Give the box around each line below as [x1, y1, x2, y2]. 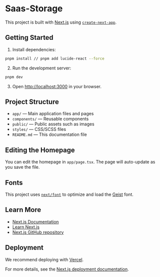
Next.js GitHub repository [12, 229, 64, 235]
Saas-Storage [5, 3, 63, 14]
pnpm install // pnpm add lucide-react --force [5, 56, 105, 61]
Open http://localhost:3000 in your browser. [12, 83, 102, 89]
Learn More [5, 206, 41, 214]
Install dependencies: [12, 46, 56, 52]
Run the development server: [12, 65, 71, 71]
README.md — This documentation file [12, 131, 87, 138]
